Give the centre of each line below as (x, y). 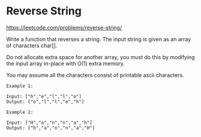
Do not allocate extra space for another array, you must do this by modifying (100, 57)
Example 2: (20, 112)
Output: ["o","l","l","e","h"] (45, 102)
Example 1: (20, 86)
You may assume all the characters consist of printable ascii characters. (95, 75)
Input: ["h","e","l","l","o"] (44, 96)
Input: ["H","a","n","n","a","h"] (49, 123)
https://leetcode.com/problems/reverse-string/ (64, 28)
